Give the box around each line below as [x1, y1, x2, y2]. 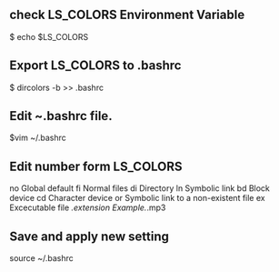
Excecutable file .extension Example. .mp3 [9, 202, 166, 213]
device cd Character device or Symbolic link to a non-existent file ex [9, 193, 265, 204]
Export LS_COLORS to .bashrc [9, 58, 182, 74]
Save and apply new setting [9, 228, 170, 244]
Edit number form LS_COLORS [9, 158, 184, 174]
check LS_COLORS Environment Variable [9, 7, 245, 23]
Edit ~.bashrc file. [9, 108, 113, 124]
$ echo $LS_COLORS [9, 31, 89, 42]
